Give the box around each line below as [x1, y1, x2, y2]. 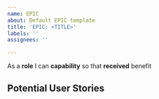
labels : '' [7, 29, 39, 37]
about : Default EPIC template [7, 17, 96, 24]
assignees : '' [7, 37, 49, 44]
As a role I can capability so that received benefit [7, 62, 152, 70]
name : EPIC [7, 10, 39, 18]
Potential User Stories [7, 82, 105, 94]
